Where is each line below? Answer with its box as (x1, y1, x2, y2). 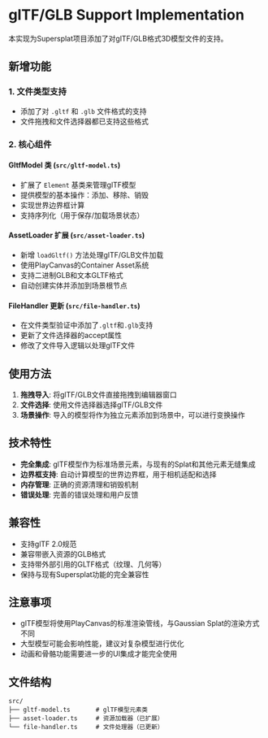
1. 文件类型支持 (8, 86, 67, 98)
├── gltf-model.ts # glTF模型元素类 (8, 705, 149, 714)
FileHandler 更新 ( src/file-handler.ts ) (8, 301, 140, 310)
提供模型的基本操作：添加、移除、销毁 (19, 189, 149, 200)
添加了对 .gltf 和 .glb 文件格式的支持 (19, 106, 147, 115)
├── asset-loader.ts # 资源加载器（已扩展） (8, 714, 164, 723)
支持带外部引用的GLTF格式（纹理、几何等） (19, 559, 166, 569)
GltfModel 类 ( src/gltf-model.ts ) (8, 160, 121, 170)
